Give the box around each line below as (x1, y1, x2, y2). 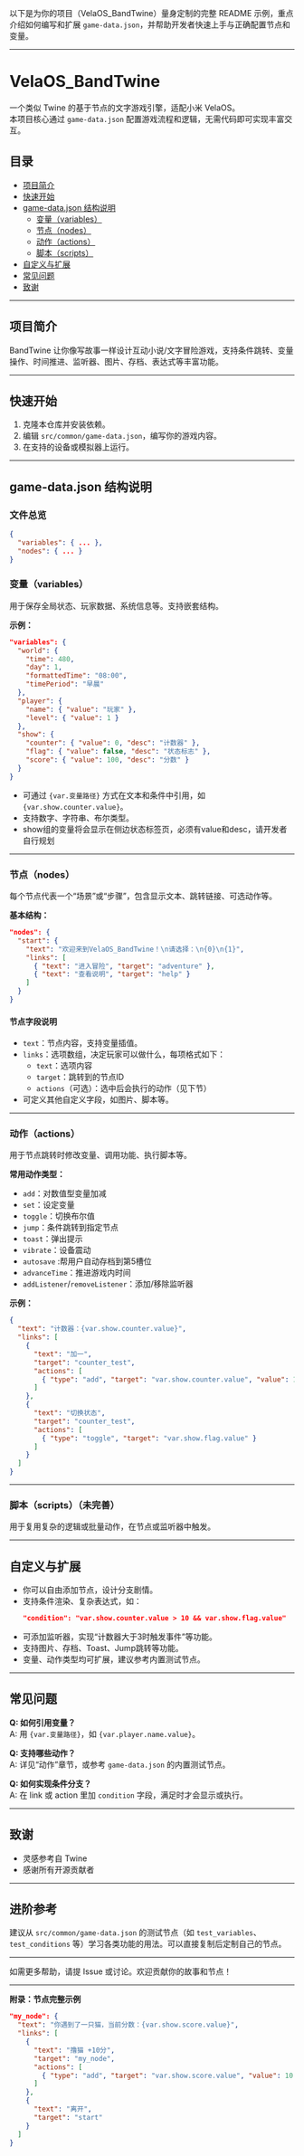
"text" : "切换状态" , (33, 1409, 106, 1418)
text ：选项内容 (35, 1060, 93, 1071)
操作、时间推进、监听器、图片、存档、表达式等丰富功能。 (9, 356, 223, 366)
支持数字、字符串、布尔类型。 (22, 812, 134, 823)
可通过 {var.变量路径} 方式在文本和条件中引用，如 (22, 790, 206, 801)
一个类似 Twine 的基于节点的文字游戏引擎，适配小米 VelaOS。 (9, 102, 241, 113)
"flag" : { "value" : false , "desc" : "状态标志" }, (25, 747, 211, 756)
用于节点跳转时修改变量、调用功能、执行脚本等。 (9, 1150, 192, 1161)
